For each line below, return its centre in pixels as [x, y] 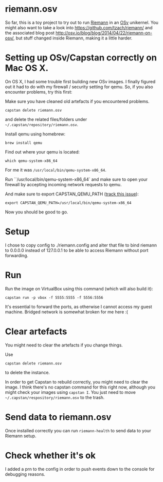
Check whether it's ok [50, 455]
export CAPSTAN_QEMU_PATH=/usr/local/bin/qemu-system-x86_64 [68, 203]
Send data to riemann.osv [58, 417]
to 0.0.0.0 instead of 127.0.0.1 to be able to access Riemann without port [77, 250]
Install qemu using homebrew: [35, 134]
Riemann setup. [21, 436]
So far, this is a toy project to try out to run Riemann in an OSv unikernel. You [82, 22]
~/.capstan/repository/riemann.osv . [42, 124]
